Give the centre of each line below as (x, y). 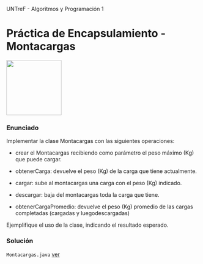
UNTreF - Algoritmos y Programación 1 (55, 9)
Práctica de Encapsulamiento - (86, 34)
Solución (20, 241)
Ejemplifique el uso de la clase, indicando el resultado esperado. (87, 225)
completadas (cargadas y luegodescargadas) (72, 213)
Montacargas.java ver (33, 254)
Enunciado (23, 128)
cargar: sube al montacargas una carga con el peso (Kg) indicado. (98, 183)
